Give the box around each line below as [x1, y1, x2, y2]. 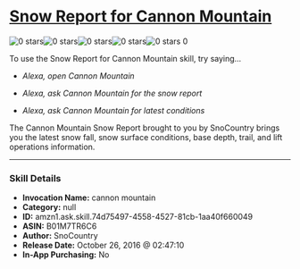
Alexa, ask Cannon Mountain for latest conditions [21, 105, 205, 115]
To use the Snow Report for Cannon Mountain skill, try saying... [9, 53, 242, 63]
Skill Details [9, 172, 62, 184]
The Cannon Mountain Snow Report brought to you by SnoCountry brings [9, 122, 280, 133]
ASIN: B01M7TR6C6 [21, 221, 97, 231]
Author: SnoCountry [21, 231, 98, 241]
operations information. [9, 141, 96, 152]
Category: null [21, 202, 77, 213]
